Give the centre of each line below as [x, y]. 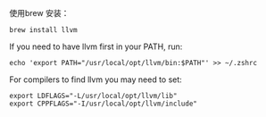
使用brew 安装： [39, 13]
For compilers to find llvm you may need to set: [96, 79]
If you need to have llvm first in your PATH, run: [96, 46]
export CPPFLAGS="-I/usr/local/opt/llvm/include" [104, 104]
